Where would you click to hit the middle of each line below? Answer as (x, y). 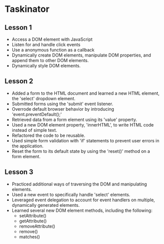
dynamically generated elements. (46, 205)
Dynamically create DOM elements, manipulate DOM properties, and (81, 55)
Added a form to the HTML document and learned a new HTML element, (86, 93)
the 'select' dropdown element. (43, 98)
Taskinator (27, 9)
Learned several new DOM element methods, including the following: (82, 210)
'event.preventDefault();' (37, 114)
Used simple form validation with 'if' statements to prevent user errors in (85, 140)
